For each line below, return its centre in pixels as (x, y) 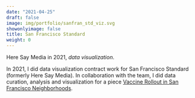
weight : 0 (19, 40)
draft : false (23, 18)
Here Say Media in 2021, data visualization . (61, 57)
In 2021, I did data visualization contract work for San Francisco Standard (97, 69)
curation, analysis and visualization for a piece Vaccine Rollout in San (92, 82)
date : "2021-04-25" (31, 12)
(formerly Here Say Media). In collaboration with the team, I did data (91, 75)
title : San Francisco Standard (46, 34)
